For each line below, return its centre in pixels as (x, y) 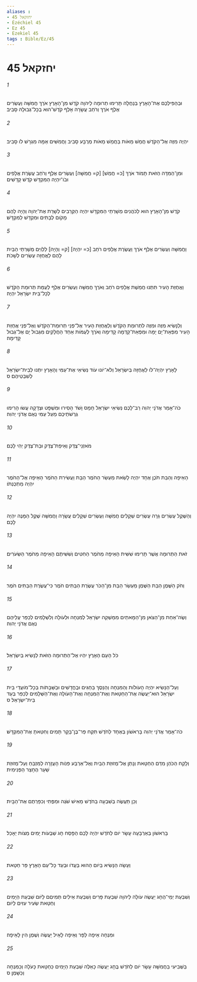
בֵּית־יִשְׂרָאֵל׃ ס (21, 699)
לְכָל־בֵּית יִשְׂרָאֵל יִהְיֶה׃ (29, 293)
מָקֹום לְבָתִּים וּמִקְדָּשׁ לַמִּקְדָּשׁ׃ (37, 217)
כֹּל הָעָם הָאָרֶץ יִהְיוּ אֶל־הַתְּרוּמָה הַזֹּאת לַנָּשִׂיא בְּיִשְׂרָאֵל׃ (63, 655)
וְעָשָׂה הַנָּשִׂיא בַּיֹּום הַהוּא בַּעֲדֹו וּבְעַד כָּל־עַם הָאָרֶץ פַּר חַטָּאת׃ (69, 865)
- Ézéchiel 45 (24, 22)
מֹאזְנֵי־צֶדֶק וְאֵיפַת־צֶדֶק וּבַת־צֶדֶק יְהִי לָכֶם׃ (49, 446)
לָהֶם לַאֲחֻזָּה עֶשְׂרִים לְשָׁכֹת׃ (34, 256)
